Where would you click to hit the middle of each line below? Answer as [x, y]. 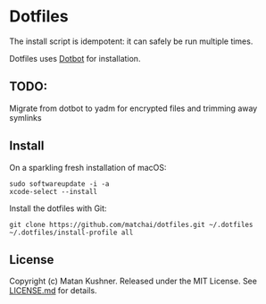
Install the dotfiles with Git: [58, 208]
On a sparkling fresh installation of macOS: [88, 167]
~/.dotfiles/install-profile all [71, 232]
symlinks [25, 117]
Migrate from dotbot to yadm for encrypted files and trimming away [133, 108]
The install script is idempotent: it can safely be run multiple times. [131, 41]
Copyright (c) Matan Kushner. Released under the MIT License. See [133, 281]
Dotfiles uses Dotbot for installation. [75, 58]
